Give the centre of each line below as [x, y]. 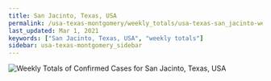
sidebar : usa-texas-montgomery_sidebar [75, 46]
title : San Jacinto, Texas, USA [63, 16]
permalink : [27, 23]
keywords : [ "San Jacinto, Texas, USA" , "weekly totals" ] [106, 38]
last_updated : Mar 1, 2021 [54, 30]
